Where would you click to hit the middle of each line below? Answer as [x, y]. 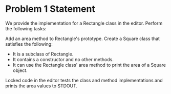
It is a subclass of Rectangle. [43, 54]
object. [20, 70]
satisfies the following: [29, 44]
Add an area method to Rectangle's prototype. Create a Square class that [83, 39]
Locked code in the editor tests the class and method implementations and [84, 80]
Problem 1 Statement [50, 9]
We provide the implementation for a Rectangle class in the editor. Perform [84, 23]
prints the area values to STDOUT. [41, 86]
